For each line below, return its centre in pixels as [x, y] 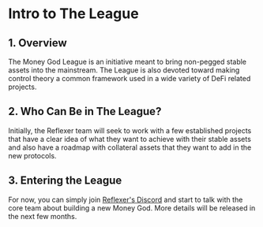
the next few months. [43, 216]
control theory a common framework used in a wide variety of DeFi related [130, 78]
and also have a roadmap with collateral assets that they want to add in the [130, 147]
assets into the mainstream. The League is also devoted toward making [124, 70]
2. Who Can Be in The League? [85, 112]
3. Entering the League [65, 181]
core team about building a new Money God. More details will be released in [132, 208]
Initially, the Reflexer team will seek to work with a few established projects [130, 130]
